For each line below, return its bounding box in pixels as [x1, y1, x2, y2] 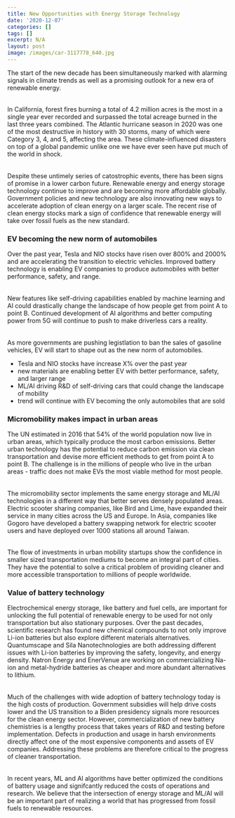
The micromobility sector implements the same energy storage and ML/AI [7, 489, 220, 497]
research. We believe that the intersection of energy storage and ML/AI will [7, 789, 224, 797]
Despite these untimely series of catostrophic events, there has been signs [7, 172, 224, 180]
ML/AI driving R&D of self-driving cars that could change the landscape [17, 382, 224, 390]
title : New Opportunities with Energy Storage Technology [7, 10, 180, 18]
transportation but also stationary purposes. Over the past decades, [7, 619, 204, 627]
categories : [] [7, 23, 52, 30]
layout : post [7, 43, 46, 50]
